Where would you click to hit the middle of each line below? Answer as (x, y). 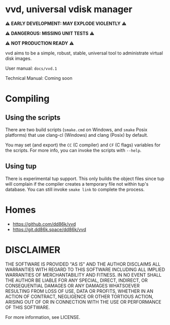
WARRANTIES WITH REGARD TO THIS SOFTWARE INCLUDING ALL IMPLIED (85, 269)
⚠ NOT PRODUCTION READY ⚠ (40, 43)
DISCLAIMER (33, 250)
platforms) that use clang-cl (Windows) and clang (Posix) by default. (77, 135)
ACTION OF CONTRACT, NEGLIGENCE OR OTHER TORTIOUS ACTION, (79, 297)
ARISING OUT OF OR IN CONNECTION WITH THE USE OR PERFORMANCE (83, 302)
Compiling (27, 99)
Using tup (21, 166)
